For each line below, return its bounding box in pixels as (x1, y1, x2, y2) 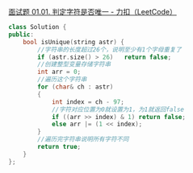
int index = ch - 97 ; (51, 97, 125, 106)
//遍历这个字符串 (37, 76, 87, 84)
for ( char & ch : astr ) (37, 83, 114, 91)
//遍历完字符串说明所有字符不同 (37, 135, 129, 143)
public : (8, 31, 35, 39)
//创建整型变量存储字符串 (37, 60, 111, 68)
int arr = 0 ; (37, 68, 82, 76)
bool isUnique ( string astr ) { (23, 38, 125, 46)
